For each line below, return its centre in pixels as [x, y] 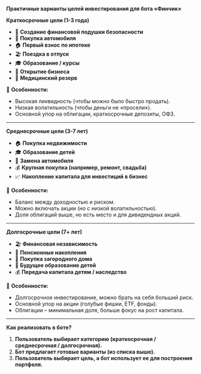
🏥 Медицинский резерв [46, 78]
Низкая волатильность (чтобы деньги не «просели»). [83, 108]
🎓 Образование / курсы [47, 63]
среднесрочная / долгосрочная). [58, 345]
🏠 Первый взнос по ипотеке [53, 45]
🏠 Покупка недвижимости [51, 143]
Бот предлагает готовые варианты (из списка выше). [85, 352]
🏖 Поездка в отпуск [42, 54]
